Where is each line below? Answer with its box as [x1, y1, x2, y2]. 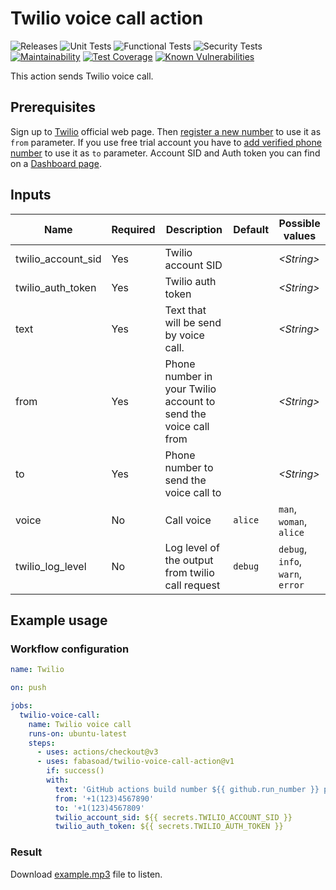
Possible [278, 216, 321, 230]
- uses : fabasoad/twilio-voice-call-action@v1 [36, 757, 235, 767]
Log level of [164, 540, 220, 554]
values [283, 228, 317, 242]
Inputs [10, 187, 52, 204]
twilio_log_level [15, 559, 87, 573]
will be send [164, 315, 222, 329]
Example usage [10, 612, 108, 629]
